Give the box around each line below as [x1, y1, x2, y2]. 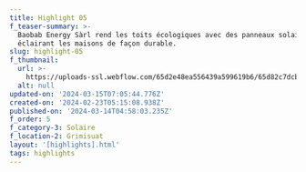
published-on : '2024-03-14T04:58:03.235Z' [9, 106, 173, 116]
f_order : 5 [9, 115, 51, 124]
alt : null [17, 81, 55, 90]
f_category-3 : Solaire [9, 124, 96, 133]
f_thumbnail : [9, 56, 59, 65]
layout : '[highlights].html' [9, 140, 120, 149]
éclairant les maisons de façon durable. [17, 38, 178, 48]
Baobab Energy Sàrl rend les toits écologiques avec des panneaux [17, 30, 275, 39]
